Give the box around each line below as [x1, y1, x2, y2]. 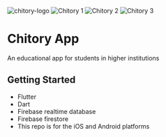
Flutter [17, 92, 37, 101]
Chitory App [7, 31, 80, 47]
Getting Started [7, 74, 76, 86]
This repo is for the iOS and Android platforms [17, 122, 150, 130]
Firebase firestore [17, 115, 68, 123]
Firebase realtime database [17, 107, 96, 115]
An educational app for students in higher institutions [7, 54, 160, 62]
